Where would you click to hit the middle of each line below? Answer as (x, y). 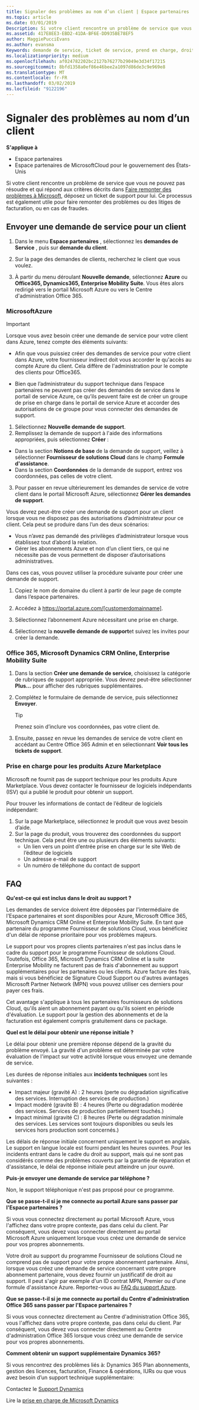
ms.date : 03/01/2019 (32, 23)
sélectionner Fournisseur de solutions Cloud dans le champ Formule (99, 457)
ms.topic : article (29, 17)
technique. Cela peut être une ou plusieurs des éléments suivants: (95, 840)
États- (184, 165)
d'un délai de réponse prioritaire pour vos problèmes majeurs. (82, 935)
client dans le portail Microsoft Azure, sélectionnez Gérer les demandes (103, 494)
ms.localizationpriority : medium (47, 56)
